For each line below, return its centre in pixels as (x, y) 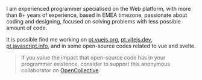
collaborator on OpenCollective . (61, 70)
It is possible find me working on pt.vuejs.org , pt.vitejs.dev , (79, 39)
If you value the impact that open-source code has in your (93, 57)
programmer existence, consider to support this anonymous (96, 64)
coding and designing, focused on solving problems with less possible (93, 21)
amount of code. (27, 28)
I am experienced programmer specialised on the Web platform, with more (99, 9)
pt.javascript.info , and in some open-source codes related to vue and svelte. (101, 46)
